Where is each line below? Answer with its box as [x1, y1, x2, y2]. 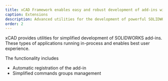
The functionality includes [5, 55, 59, 61]
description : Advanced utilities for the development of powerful [5, 16, 146, 21]
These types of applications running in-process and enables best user [5, 40, 150, 46]
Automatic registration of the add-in [12, 65, 86, 71]
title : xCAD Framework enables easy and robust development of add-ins [5, 7, 157, 12]
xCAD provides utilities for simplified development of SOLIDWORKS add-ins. [5, 35, 162, 41]
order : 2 [5, 21, 23, 26]
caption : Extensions [5, 12, 48, 17]
